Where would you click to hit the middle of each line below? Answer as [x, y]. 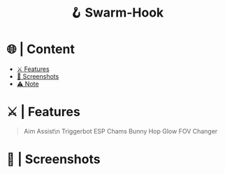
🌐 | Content [41, 49]
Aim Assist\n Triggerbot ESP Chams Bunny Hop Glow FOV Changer [121, 132]
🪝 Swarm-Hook [117, 13]
